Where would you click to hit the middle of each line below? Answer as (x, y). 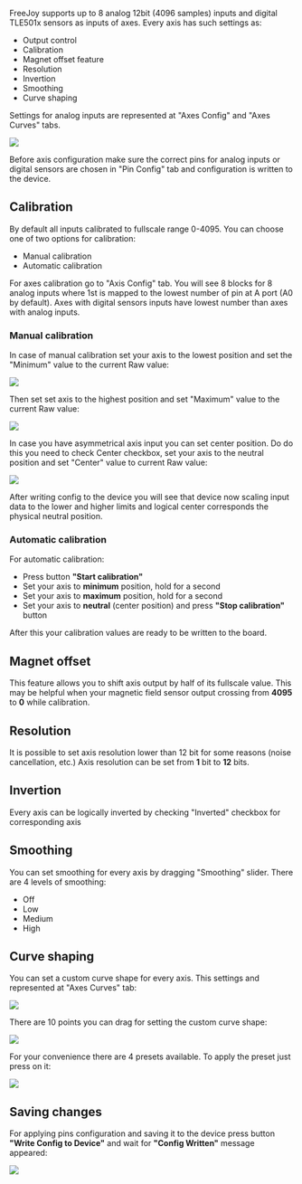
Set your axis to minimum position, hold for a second (122, 586)
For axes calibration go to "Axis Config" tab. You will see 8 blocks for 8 (141, 283)
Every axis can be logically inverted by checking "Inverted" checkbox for (145, 812)
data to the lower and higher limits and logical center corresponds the (139, 507)
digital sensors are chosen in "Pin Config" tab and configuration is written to (151, 169)
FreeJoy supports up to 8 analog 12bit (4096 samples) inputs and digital (143, 13)
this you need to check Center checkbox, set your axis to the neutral (137, 453)
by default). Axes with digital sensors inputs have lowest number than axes (149, 302)
